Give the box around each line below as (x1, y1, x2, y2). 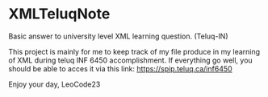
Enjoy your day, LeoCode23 (8, 79, 101, 89)
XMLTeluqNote (8, 5, 111, 23)
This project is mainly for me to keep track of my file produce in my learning (8, 46, 261, 56)
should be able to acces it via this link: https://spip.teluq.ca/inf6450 (8, 63, 232, 73)
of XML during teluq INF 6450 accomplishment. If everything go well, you (8, 55, 253, 65)
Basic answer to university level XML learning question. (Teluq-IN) (8, 31, 228, 41)
